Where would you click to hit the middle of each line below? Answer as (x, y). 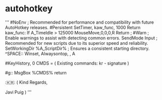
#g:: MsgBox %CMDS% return (36, 72)
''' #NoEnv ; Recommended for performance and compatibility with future (80, 22)
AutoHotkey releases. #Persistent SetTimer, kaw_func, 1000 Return (73, 27)
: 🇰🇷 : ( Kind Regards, (27, 82)
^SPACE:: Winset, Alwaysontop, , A (40, 53)
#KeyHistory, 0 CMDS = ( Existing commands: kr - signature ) (67, 63)
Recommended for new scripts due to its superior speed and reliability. (77, 43)
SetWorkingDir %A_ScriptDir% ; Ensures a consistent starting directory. (77, 48)
